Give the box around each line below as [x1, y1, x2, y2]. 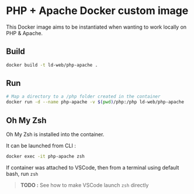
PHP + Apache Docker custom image [6, 4, 189, 18]
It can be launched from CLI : [6, 142, 76, 149]
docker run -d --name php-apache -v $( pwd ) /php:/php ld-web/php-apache [6, 99, 184, 105]
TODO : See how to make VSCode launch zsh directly [20, 181, 149, 188]
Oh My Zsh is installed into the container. [6, 131, 105, 138]
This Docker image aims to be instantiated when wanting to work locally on [6, 23, 187, 30]
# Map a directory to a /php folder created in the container [6, 93, 161, 100]
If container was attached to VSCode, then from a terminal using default [6, 164, 179, 171]
